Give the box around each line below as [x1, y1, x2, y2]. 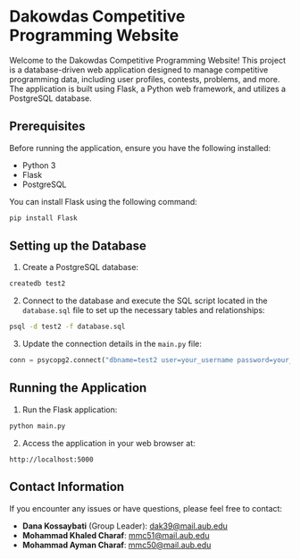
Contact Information [9, 479, 125, 495]
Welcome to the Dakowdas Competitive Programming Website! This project [9, 55, 286, 65]
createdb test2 [9, 279, 66, 288]
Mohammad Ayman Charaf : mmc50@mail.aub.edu [21, 539, 212, 550]
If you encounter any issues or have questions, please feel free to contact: [9, 503, 283, 513]
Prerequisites [9, 119, 86, 134]
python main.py [9, 421, 66, 430]
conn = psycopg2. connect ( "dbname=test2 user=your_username [9, 356, 234, 365]
